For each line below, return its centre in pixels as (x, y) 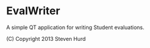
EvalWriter (33, 11)
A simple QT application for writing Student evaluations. (75, 27)
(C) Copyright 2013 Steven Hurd (46, 39)
